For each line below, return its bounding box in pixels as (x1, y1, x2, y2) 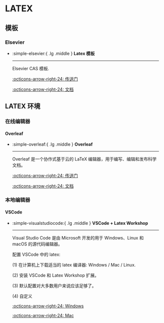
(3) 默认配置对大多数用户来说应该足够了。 (12, 283, 97, 289)
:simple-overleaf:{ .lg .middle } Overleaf (12, 141, 93, 147)
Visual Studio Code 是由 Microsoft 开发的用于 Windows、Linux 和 (12, 235, 144, 241)
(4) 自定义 (12, 293, 33, 299)
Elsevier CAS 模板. (12, 65, 50, 71)
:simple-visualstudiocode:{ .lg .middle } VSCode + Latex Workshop (12, 220, 148, 226)
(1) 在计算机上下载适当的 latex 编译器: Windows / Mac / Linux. (12, 262, 136, 268)
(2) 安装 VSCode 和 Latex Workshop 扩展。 (12, 272, 99, 278)
